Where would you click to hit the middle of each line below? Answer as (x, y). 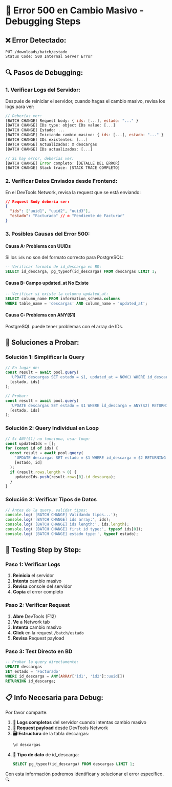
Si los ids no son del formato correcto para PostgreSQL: (64, 258)
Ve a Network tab (31, 622)
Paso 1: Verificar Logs (33, 564)
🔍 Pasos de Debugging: (44, 73)
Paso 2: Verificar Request (38, 605)
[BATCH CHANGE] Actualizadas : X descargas (51, 144)
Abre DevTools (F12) (34, 616)
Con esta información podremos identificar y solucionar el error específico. (84, 774)
